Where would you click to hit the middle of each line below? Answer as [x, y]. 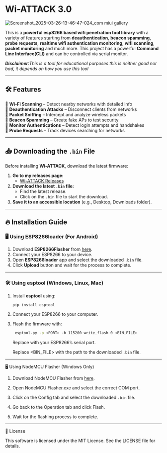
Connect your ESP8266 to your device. [52, 255]
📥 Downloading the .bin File [50, 151]
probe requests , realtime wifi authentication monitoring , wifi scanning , [80, 43]
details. [13, 446]
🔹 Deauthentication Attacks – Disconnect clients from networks [71, 109]
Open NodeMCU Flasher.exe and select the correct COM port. [76, 388]
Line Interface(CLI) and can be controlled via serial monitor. [67, 54]
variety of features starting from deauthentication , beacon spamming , [78, 38]
